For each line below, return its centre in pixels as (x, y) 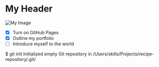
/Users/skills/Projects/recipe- (123, 54)
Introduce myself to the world (43, 44)
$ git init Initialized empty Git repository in (48, 54)
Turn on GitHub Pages (36, 32)
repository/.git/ (21, 59)
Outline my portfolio (33, 38)
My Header (29, 9)
